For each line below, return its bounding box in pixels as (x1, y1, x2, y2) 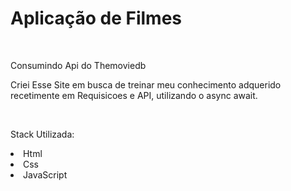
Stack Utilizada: (10, 128, 75, 140)
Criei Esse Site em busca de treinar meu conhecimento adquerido (10, 78, 282, 91)
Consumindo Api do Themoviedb (10, 59, 147, 71)
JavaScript (23, 168, 68, 181)
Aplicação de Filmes (10, 7, 183, 30)
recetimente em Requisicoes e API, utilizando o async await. (10, 89, 258, 101)
